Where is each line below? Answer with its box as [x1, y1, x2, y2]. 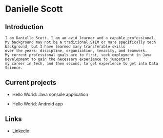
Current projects [5, 79, 57, 87]
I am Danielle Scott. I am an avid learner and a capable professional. [5, 35, 156, 40]
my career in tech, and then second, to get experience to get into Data [5, 61, 159, 66]
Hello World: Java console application [12, 91, 88, 97]
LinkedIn [12, 128, 30, 134]
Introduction [5, 23, 44, 31]
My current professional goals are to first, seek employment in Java [5, 52, 152, 57]
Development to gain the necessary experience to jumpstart [5, 57, 130, 62]
